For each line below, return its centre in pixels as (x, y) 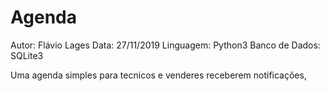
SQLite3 (27, 55)
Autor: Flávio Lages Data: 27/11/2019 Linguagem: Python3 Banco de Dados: (165, 45)
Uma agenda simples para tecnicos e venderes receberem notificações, (158, 75)
